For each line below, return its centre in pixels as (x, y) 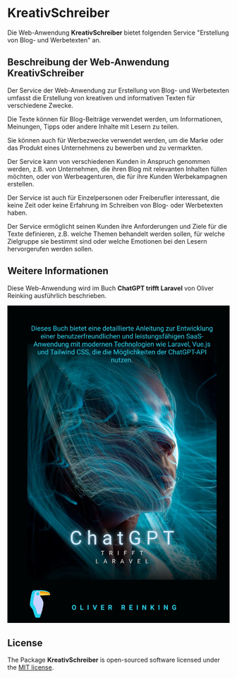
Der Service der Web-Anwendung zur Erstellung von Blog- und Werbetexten (118, 90)
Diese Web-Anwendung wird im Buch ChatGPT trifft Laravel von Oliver (110, 288)
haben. (18, 213)
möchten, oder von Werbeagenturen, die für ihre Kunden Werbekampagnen (117, 176)
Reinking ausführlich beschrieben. (57, 295)
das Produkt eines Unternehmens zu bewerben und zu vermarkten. (105, 148)
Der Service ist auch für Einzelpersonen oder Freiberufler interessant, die (114, 197)
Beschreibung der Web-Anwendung (88, 63)
